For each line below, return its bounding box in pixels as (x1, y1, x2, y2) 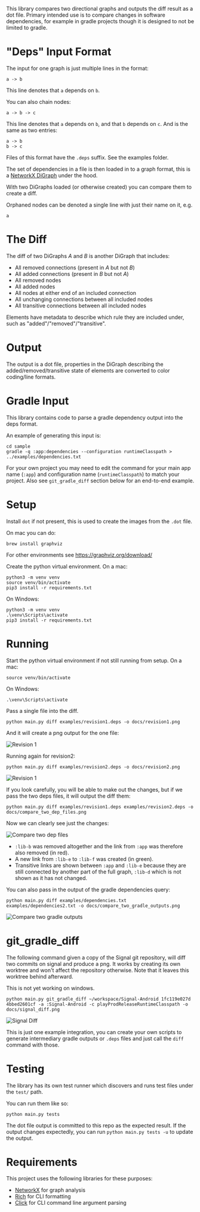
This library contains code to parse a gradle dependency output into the (6, 414, 183, 421)
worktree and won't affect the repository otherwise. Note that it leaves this (6, 967, 189, 974)
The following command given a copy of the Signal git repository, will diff (6, 953, 186, 961)
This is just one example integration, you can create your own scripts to (6, 1028, 182, 1035)
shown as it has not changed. (14, 874, 88, 881)
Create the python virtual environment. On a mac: (6, 562, 128, 570)
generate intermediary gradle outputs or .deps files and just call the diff (6, 1035, 184, 1042)
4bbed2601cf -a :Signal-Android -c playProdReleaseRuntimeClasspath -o (6, 1001, 188, 1007)
